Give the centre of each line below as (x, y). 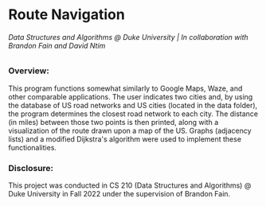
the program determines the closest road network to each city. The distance (133, 114)
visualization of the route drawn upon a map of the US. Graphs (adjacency (130, 130)
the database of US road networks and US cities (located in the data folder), (133, 105)
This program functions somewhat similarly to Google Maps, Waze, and (125, 88)
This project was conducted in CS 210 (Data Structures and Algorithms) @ (130, 185)
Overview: (29, 71)
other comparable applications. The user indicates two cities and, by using (131, 96)
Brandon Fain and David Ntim (57, 45)
